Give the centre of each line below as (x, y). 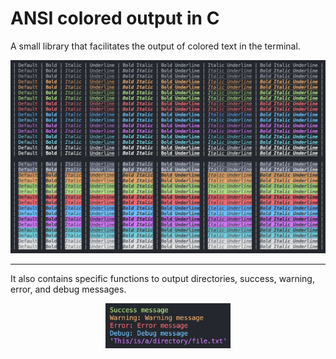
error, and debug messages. (68, 289)
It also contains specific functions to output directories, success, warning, (162, 278)
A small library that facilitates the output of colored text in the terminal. (155, 46)
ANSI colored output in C (115, 18)
